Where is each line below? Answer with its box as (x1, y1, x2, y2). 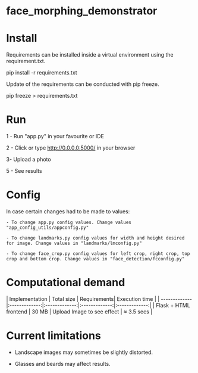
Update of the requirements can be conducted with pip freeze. (6, 80, 159, 88)
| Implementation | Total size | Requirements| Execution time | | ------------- (6, 295, 192, 302)
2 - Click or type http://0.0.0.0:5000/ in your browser (6, 144, 136, 151)
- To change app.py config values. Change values (6, 219, 132, 225)
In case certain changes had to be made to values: (6, 208, 130, 215)
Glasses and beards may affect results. (14, 360, 111, 367)
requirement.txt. (6, 58, 46, 65)
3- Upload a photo (6, 156, 52, 163)
